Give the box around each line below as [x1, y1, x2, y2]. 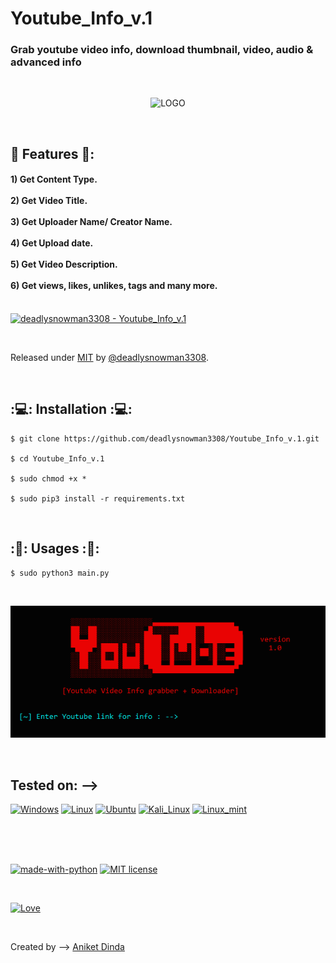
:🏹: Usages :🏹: [10, 540, 100, 557]
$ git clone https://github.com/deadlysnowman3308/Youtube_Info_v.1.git [10, 433, 320, 444]
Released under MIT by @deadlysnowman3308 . [10, 352, 209, 364]
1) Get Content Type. [10, 173, 98, 186]
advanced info [10, 55, 82, 69]
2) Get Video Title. [10, 195, 88, 207]
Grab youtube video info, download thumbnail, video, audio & [10, 43, 314, 57]
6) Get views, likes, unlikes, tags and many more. [10, 280, 218, 292]
